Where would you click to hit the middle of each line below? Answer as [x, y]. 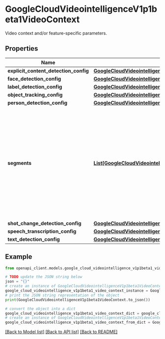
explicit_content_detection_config [48, 71]
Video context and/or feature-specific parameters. [56, 33]
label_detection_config [35, 87]
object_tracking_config [35, 94]
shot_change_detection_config [45, 223]
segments [20, 163]
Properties [22, 48]
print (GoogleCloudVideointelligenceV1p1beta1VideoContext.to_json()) [78, 300]
